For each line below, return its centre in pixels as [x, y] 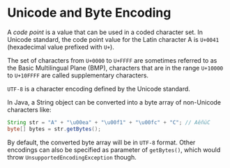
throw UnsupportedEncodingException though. [72, 157]
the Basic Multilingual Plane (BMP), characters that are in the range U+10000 [115, 68]
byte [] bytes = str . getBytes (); [54, 129]
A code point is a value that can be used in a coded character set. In [105, 32]
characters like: [29, 109]
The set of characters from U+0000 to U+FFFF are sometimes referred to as [112, 60]
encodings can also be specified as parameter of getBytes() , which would [114, 150]
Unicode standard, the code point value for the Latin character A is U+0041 [113, 39]
